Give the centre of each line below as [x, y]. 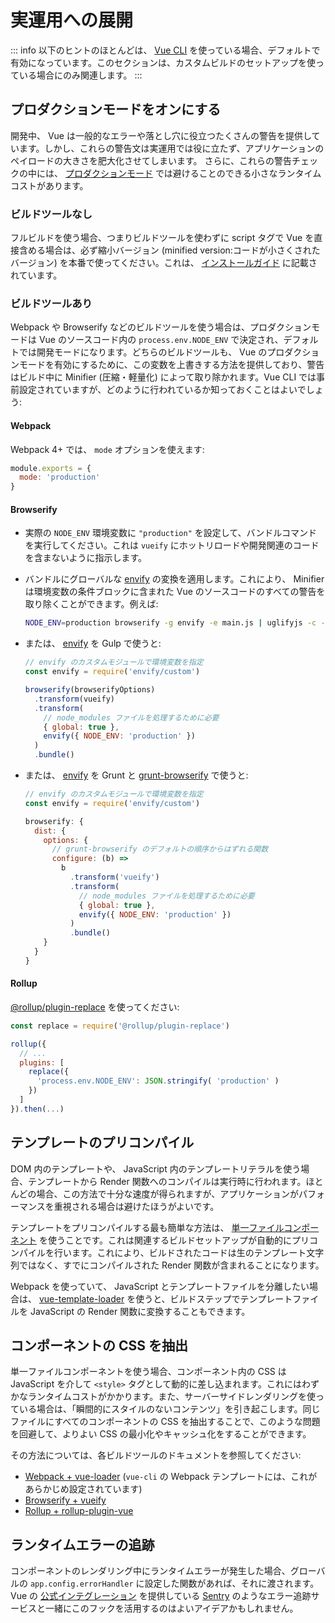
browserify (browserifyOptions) [90, 690]
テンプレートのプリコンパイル [102, 1142]
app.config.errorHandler [81, 1584]
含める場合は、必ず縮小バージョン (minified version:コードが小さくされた [169, 250]
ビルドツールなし [51, 214]
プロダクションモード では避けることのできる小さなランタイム [193, 173]
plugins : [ [42, 1062]
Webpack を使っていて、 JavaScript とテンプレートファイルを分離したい [160, 1286]
